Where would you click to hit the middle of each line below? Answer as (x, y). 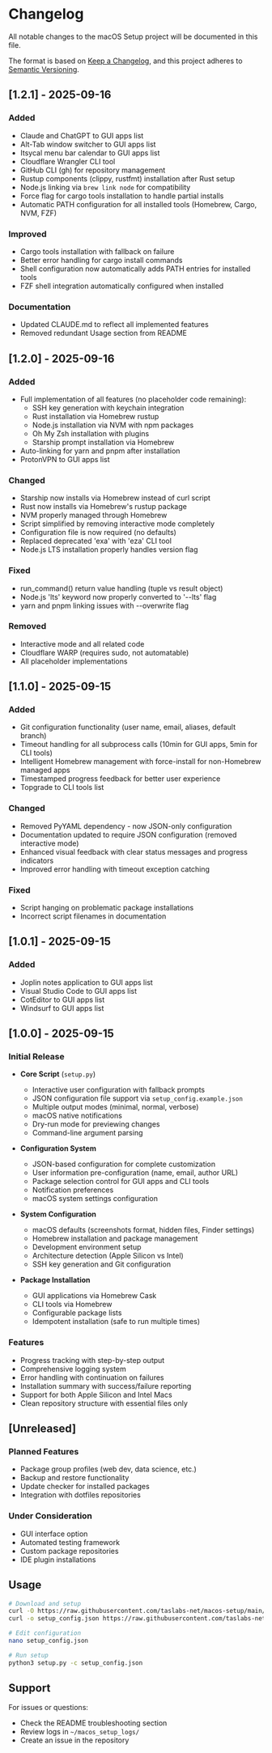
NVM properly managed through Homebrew (93, 516)
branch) (33, 736)
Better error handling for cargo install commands (101, 260)
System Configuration (58, 1214)
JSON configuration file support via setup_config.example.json (137, 1098)
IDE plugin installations (58, 1560)
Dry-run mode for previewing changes (96, 1124)
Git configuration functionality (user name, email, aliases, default (128, 727)
